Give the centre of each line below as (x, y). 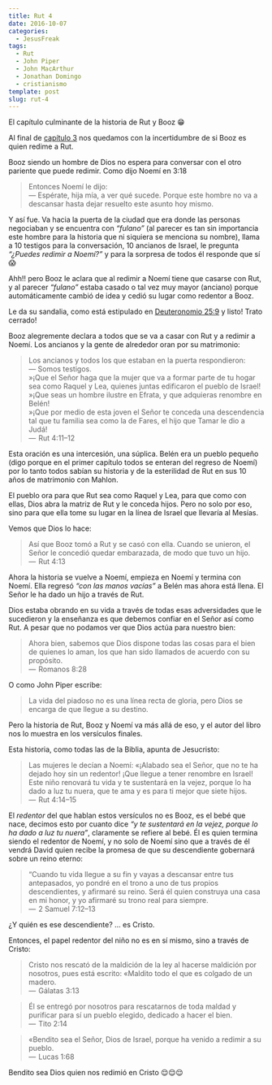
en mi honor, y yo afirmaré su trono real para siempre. (118, 901)
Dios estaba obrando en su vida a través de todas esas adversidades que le (135, 610)
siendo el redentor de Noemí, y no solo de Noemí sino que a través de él (129, 841)
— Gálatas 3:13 (54, 991)
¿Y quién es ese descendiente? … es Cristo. (82, 925)
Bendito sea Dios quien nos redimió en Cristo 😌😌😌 (96, 1073)
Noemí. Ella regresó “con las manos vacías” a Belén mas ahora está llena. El (136, 586)
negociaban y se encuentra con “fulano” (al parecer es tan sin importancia (134, 228)
